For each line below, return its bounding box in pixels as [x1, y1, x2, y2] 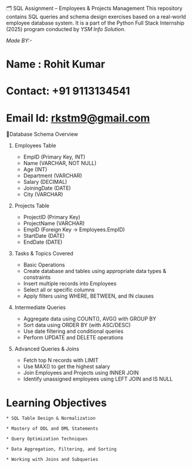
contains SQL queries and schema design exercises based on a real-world [6, 14, 186, 20]
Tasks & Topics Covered [14, 250, 73, 257]
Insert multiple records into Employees [23, 280, 117, 287]
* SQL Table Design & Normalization [6, 416, 96, 422]
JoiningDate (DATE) [23, 184, 72, 192]
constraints [23, 274, 51, 281]
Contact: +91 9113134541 [6, 85, 130, 98]
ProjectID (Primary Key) [23, 214, 80, 221]
